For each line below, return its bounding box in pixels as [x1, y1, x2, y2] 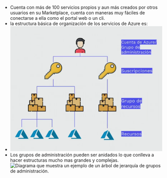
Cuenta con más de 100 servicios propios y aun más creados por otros [10, 5, 158, 10]
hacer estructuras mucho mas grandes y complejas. [10, 157, 119, 163]
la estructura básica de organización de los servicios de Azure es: [10, 20, 148, 26]
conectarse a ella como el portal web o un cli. [10, 15, 105, 21]
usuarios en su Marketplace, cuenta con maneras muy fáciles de [10, 10, 145, 16]
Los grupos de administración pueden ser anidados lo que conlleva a [10, 152, 154, 158]
